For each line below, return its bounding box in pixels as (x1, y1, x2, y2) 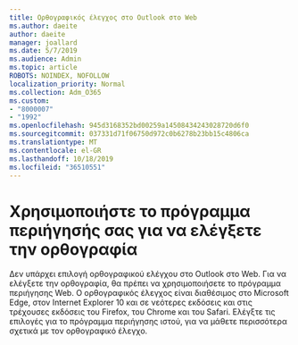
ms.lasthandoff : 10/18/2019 (9, 154, 114, 164)
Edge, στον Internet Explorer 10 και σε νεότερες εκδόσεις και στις (9, 297, 252, 308)
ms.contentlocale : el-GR (9, 146, 102, 155)
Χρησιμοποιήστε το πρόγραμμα (9, 201, 252, 222)
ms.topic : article (9, 63, 78, 72)
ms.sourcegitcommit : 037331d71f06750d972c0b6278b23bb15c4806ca (9, 130, 250, 139)
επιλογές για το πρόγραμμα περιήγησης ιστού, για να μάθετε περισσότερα (9, 316, 287, 327)
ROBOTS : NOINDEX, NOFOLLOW (9, 72, 110, 80)
